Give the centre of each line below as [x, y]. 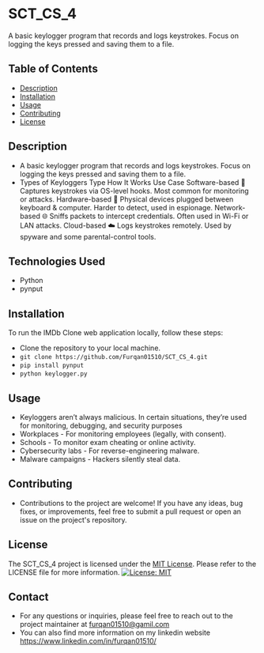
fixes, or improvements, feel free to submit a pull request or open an [130, 511]
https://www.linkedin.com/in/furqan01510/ [88, 641]
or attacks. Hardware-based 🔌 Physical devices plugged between [126, 199]
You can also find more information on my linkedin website [115, 632]
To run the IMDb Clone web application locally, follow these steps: [116, 333]
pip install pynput [52, 366]
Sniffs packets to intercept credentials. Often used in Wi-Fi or [149, 216]
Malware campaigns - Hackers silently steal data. [100, 459]
